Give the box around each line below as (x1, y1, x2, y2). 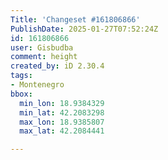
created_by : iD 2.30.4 (10, 61, 105, 71)
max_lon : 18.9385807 (19, 117, 105, 127)
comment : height (10, 52, 78, 62)
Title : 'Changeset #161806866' (10, 14, 141, 25)
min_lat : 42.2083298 (19, 107, 105, 118)
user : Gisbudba (10, 42, 74, 53)
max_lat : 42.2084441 (19, 126, 105, 136)
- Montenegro (10, 80, 65, 90)
